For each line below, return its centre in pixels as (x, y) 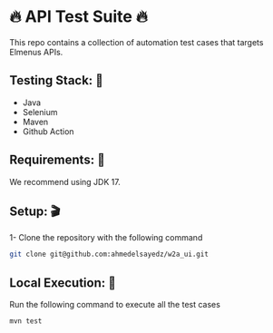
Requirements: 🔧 (58, 160)
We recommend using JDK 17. (65, 181)
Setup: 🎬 (35, 211)
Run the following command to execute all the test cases (115, 305)
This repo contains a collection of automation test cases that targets (136, 42)
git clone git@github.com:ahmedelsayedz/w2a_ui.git (109, 255)
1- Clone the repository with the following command (106, 238)
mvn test (26, 321)
